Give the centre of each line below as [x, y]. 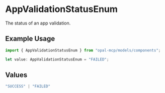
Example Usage [30, 39]
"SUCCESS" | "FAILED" [28, 86]
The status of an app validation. [38, 23]
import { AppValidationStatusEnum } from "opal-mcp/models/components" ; [83, 50]
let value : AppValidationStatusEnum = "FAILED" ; [57, 59]
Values [16, 75]
